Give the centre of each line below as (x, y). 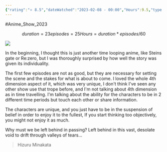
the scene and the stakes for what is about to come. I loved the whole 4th (81, 78)
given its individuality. (27, 63)
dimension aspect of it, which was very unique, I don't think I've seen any (81, 83)
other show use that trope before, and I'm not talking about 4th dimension (81, 89)
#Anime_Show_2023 (26, 24)
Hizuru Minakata (34, 144)
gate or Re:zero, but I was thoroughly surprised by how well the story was (81, 58)
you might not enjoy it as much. (37, 120)
